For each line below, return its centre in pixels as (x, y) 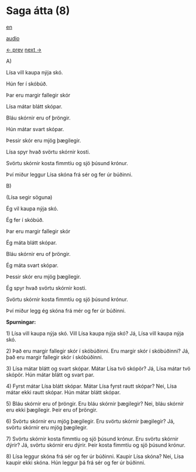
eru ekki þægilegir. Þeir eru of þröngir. (52, 410)
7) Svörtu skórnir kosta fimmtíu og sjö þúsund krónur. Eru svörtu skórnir (92, 439)
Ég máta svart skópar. (32, 265)
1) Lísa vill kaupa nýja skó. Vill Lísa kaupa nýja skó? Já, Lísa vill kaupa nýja (95, 333)
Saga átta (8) (38, 11)
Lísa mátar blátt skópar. (34, 106)
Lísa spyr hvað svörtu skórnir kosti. (48, 152)
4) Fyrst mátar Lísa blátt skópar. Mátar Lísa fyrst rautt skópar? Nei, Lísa (92, 386)
